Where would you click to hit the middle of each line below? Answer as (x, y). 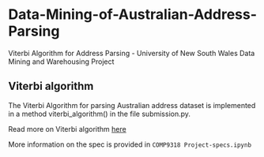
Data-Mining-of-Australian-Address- (133, 15)
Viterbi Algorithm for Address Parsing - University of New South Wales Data (132, 53)
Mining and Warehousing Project (61, 62)
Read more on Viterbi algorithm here (67, 129)
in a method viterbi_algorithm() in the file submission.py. (100, 114)
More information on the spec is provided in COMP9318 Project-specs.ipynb (130, 144)
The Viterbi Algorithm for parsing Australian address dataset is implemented (132, 105)
